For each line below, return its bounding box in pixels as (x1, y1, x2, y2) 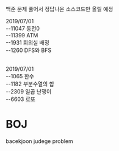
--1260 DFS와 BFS (5, 46, 52, 54)
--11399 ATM (5, 32, 38, 39)
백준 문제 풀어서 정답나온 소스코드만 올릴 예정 (5, 6, 114, 12)
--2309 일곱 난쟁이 (5, 88, 52, 95)
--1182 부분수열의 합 (5, 80, 54, 87)
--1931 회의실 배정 (5, 39, 49, 46)
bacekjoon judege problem (5, 137, 74, 145)
